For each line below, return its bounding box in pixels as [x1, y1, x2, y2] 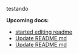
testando [6, 5, 29, 12]
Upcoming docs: [6, 17, 49, 23]
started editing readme [15, 28, 73, 35]
